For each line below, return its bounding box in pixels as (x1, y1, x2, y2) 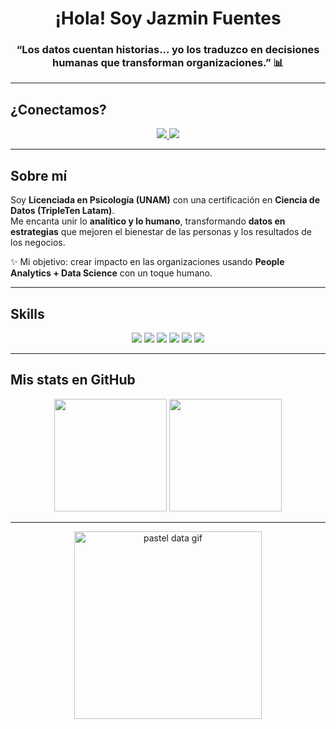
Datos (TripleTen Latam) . (10, 205, 115, 217)
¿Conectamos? (10, 101, 107, 118)
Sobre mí (10, 167, 68, 184)
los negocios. (10, 237, 66, 249)
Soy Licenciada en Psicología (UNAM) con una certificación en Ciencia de (10, 194, 320, 206)
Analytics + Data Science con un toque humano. (10, 267, 213, 279)
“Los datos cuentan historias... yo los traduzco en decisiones (16, 43, 320, 57)
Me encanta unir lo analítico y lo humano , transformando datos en (10, 215, 286, 227)
